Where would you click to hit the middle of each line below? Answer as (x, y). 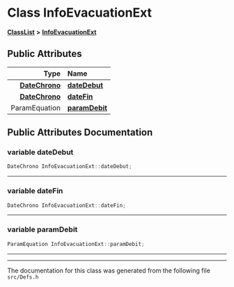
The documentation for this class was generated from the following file (109, 270)
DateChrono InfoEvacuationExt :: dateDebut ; (70, 167)
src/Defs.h (23, 277)
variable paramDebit (42, 229)
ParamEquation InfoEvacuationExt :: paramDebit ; (76, 244)
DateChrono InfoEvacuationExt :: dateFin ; (67, 205)
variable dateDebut (40, 152)
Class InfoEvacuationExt (79, 13)
